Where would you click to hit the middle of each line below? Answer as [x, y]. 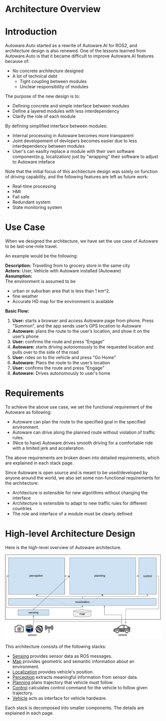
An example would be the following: [41, 256]
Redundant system [31, 202]
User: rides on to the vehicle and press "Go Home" [64, 358]
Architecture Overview [53, 9]
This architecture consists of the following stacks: [56, 646]
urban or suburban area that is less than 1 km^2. [61, 291]
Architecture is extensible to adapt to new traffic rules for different [80, 503]
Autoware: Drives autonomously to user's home [61, 373]
